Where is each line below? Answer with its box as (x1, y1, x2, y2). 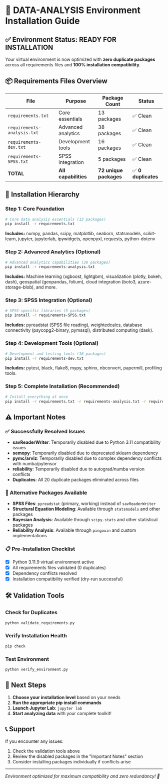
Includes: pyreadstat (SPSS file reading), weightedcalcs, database (5, 322, 142, 328)
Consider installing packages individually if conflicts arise (12, 758, 131, 764)
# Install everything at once (5, 394, 68, 399)
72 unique (98, 167, 123, 174)
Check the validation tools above (12, 748, 80, 754)
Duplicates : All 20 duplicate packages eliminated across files (12, 477, 139, 483)
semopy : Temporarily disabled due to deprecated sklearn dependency (12, 450, 158, 456)
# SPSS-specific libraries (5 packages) (5, 308, 91, 313)
